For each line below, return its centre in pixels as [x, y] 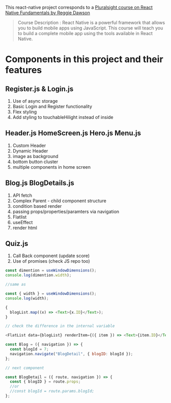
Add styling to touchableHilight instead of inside [63, 117]
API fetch [22, 195]
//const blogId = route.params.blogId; [52, 391]
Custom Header [29, 145]
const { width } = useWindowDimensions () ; [51, 294]
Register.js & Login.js [39, 89]
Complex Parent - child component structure [60, 201]
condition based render [37, 206]
